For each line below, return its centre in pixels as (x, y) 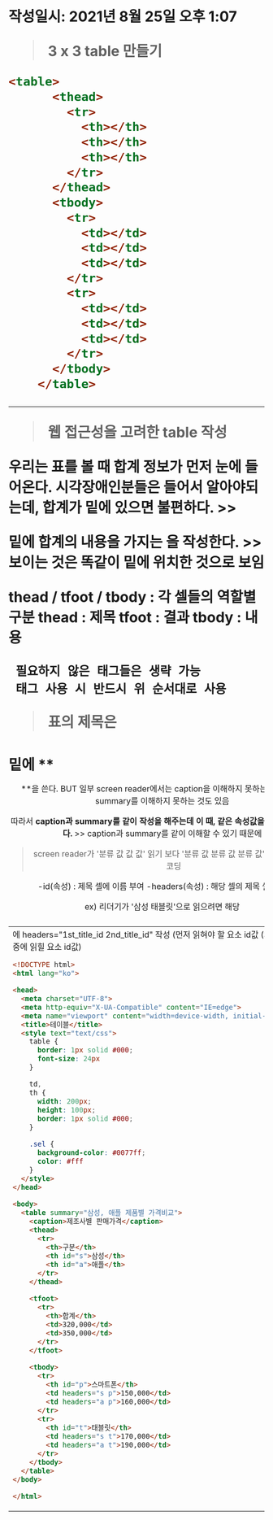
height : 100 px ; (67, 1110)
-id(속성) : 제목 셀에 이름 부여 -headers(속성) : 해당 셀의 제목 (149, 886)
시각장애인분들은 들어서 (129, 487)
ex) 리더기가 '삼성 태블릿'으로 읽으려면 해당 (162, 906)
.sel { (41, 1144)
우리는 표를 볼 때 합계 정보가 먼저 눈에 (125, 466)
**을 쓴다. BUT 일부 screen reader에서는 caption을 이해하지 (132, 788)
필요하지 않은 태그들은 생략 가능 (108, 671)
